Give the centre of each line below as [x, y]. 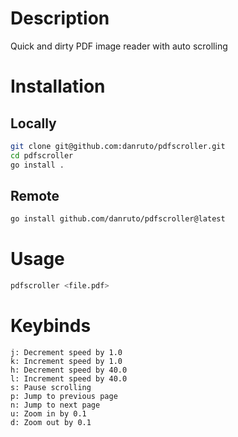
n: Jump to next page [55, 405]
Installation [58, 86]
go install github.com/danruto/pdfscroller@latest [118, 219]
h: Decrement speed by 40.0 [69, 370]
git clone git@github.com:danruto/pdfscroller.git [118, 146]
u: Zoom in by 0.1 [48, 414]
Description [60, 18]
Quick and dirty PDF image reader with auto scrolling [119, 46]
